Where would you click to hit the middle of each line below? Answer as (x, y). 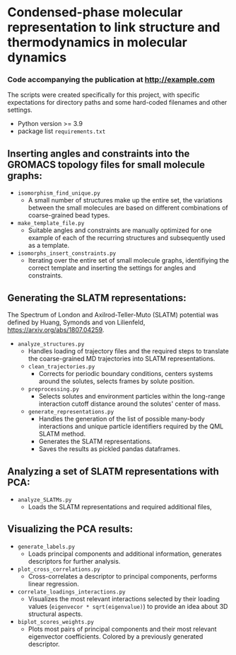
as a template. (48, 246)
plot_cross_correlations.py (59, 569)
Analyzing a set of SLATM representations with (113, 471)
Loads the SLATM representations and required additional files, (120, 506)
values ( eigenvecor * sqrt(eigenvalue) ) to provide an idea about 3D (128, 606)
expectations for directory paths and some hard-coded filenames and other (117, 103)
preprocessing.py (54, 389)
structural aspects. (55, 614)
